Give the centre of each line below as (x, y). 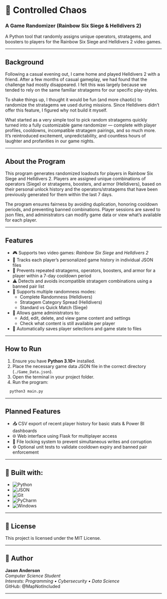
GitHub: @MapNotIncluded (33, 586)
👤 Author (19, 558)
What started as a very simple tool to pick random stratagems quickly (76, 120)
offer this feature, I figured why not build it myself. (56, 110)
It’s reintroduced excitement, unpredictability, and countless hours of (76, 136)
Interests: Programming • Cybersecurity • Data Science (62, 581)
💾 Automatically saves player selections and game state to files (77, 329)
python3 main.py (26, 391)
